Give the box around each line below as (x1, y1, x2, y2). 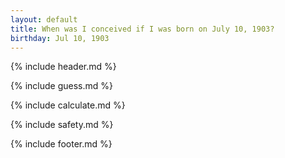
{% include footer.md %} (10, 138, 113, 150)
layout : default (10, 14, 78, 25)
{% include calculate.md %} (10, 99, 126, 111)
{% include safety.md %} (10, 119, 114, 131)
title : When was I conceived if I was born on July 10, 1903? (10, 24, 275, 34)
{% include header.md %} (10, 61, 117, 73)
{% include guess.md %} (10, 80, 113, 92)
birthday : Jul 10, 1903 (10, 33, 110, 43)
